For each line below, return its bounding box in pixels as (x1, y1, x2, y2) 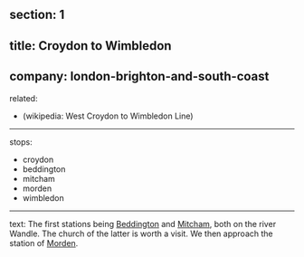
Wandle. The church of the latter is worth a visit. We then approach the (9, 228, 273, 239)
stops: (9, 136, 33, 148)
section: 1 (9, 7, 65, 23)
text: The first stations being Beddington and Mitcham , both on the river (9, 218, 277, 229)
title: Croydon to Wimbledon (9, 38, 172, 53)
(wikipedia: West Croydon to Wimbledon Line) (22, 110, 194, 121)
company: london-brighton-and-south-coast (9, 69, 270, 84)
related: (9, 92, 38, 103)
